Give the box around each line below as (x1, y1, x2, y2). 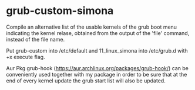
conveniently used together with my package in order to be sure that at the (6, 71, 187, 78)
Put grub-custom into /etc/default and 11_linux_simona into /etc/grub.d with (6, 47, 188, 54)
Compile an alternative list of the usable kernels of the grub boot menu (6, 23, 177, 30)
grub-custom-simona (6, 4, 114, 18)
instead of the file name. (6, 36, 65, 43)
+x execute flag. (6, 53, 45, 60)
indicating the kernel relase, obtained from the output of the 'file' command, (6, 29, 190, 36)
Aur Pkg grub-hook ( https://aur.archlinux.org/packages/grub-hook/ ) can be (6, 64, 189, 71)
